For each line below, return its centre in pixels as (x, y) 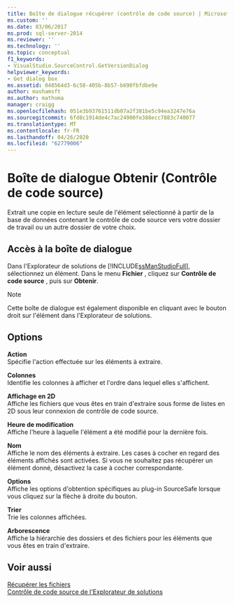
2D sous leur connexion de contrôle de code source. (83, 411)
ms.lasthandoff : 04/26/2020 (48, 137)
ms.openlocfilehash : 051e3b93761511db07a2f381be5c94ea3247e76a (101, 111)
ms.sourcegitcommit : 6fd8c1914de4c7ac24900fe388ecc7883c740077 (101, 117)
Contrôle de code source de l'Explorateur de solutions (85, 592)
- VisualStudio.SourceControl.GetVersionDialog (78, 66)
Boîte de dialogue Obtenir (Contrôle (112, 178)
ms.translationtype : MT (42, 124)
